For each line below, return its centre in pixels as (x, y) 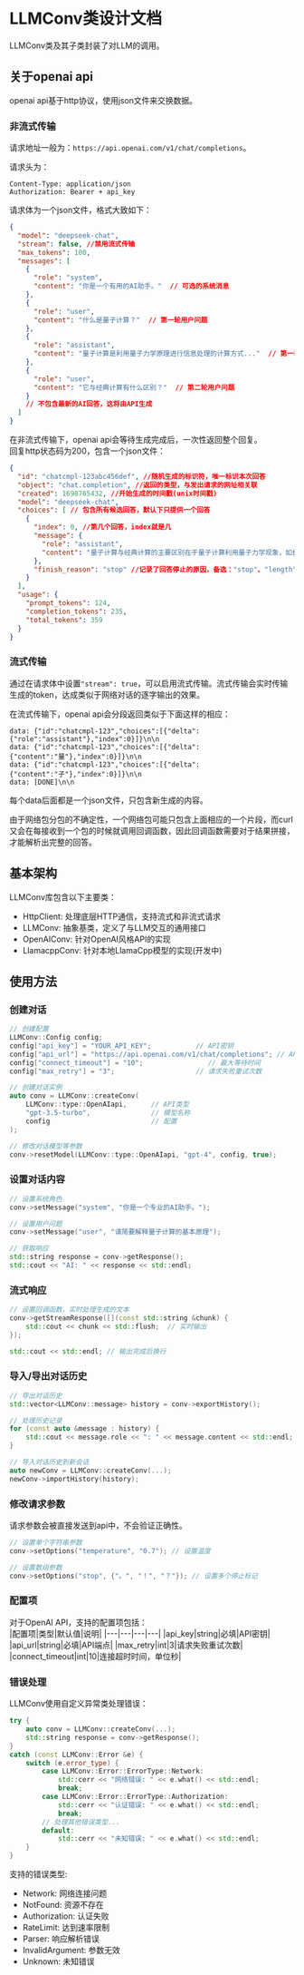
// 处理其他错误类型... (81, 1822)
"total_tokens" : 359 (64, 620)
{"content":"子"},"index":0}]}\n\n (76, 774)
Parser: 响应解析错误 (61, 1939)
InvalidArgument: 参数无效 (71, 1950)
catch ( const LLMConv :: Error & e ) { (76, 1755)
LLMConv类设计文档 (86, 19)
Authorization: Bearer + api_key (72, 192)
